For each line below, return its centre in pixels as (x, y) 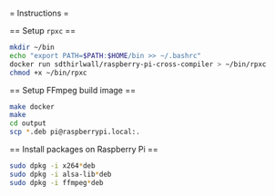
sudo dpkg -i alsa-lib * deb (61, 174)
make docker (32, 107)
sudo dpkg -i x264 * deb (52, 166)
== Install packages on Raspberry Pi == (84, 149)
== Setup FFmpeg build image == (73, 90)
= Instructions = (39, 13)
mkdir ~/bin (32, 47)
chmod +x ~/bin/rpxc (49, 73)
